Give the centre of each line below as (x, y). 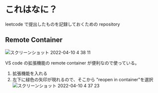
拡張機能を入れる (30, 73)
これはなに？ (32, 10)
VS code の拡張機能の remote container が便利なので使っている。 (72, 63)
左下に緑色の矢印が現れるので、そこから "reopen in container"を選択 (83, 79)
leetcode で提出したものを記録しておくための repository (63, 24)
